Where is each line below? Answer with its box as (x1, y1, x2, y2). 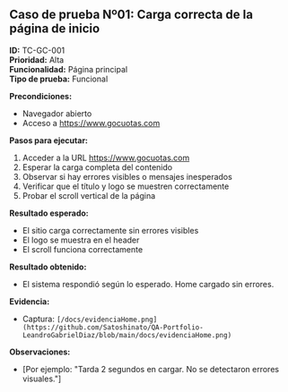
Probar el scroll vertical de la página (22, 190, 156, 200)
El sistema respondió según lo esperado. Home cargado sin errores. (22, 278, 275, 289)
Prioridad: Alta (9, 54, 65, 65)
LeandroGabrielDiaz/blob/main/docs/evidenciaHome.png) (22, 330, 232, 339)
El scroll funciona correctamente (22, 243, 144, 254)
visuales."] (22, 373, 62, 384)
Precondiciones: (9, 90, 73, 101)
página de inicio (9, 21, 100, 37)
